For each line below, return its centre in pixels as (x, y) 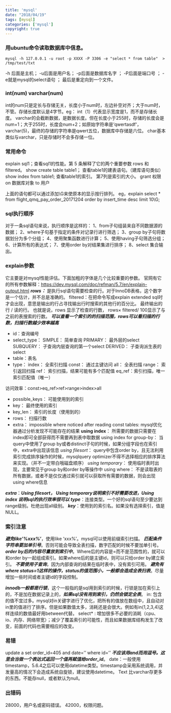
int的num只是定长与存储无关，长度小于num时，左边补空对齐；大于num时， (84, 105)
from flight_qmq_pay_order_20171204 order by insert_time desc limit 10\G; (83, 199)
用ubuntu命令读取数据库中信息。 (46, 48)
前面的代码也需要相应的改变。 (45, 626)
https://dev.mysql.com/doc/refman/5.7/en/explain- (94, 284)
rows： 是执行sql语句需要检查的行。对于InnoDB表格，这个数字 (96, 291)
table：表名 (25, 358)
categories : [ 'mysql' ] (29, 24)
